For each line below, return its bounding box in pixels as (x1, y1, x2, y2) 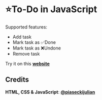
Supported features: (5, 23, 47, 30)
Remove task (12, 51, 40, 57)
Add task (12, 34, 32, 40)
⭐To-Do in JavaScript (5, 4, 97, 15)
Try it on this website (5, 60, 50, 66)
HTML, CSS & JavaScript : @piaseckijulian (5, 89, 95, 95)
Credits (5, 76, 29, 84)
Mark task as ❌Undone (12, 45, 61, 51)
